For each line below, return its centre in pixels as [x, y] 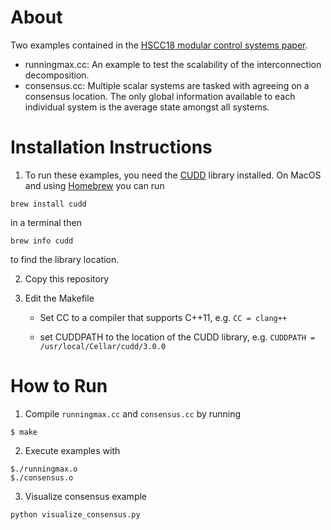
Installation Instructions [111, 147]
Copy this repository [67, 278]
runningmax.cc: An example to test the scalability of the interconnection [173, 64]
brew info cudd [42, 241]
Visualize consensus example [86, 496]
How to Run [59, 386]
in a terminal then [46, 222]
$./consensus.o [42, 477]
